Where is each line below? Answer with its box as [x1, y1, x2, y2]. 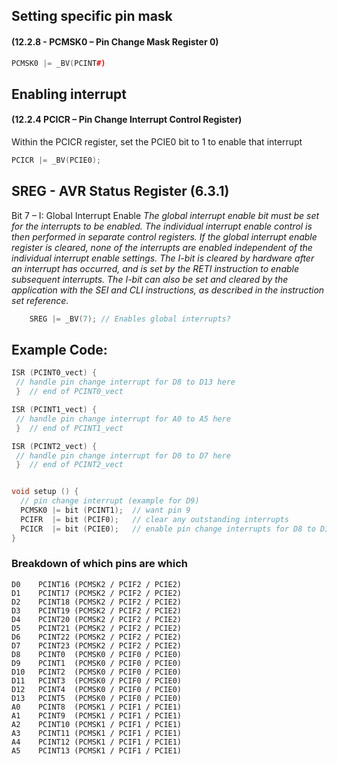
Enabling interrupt [11, 85, 127, 103]
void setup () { [11, 487, 79, 497]
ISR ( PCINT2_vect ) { [11, 441, 98, 451]
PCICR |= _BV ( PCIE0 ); [11, 155, 102, 166]
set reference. [11, 294, 69, 306]
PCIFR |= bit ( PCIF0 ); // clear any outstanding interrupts [20, 514, 289, 524]
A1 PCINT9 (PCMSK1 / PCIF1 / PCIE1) [11, 710, 183, 721]
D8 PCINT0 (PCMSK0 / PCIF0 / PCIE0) [11, 649, 183, 659]
